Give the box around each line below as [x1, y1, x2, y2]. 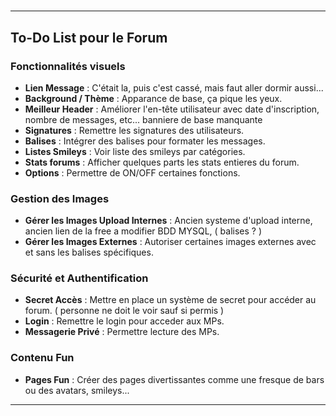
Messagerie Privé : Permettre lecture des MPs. [24, 326, 220, 338]
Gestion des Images [10, 191, 110, 205]
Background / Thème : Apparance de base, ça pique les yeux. [24, 92, 283, 104]
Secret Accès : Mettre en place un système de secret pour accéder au [24, 294, 317, 306]
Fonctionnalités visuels [10, 59, 126, 73]
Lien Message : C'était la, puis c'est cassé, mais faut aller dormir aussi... [24, 81, 324, 94]
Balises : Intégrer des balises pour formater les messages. [24, 135, 266, 147]
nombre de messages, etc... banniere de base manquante [24, 113, 263, 125]
